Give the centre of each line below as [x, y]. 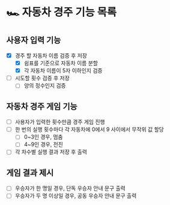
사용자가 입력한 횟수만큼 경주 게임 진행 [60, 122]
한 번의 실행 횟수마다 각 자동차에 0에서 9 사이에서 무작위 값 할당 [89, 129]
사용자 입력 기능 [34, 40]
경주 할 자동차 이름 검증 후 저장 [51, 55]
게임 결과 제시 [30, 172]
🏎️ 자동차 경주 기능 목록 [62, 12]
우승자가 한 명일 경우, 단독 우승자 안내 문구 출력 [70, 188]
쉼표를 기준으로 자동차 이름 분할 [61, 63]
